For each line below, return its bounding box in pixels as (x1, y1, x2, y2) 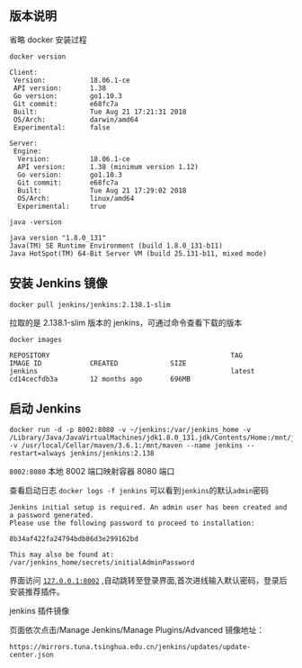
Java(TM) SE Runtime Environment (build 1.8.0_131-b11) (9, 241, 223, 250)
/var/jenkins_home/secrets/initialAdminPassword (9, 558, 195, 567)
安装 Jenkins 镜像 (9, 275, 108, 291)
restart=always (9, 449, 67, 458)
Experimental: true (17, 202, 106, 211)
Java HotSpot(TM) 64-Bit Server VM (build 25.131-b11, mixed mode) (9, 248, 268, 258)
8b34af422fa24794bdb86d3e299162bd (9, 535, 139, 544)
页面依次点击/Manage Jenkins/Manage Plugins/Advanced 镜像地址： (9, 625, 265, 636)
